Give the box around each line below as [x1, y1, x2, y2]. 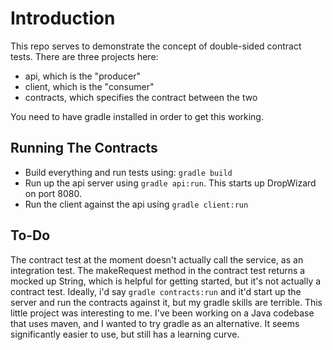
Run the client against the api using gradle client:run [24, 198, 249, 210]
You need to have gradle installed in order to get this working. [10, 110, 264, 122]
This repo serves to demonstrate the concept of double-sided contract [10, 40, 302, 52]
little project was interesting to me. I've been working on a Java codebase [10, 307, 315, 319]
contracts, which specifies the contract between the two [24, 91, 258, 103]
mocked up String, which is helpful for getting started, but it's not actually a [10, 275, 322, 287]
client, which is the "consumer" [24, 80, 155, 92]
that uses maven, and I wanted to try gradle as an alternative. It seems [10, 317, 300, 329]
